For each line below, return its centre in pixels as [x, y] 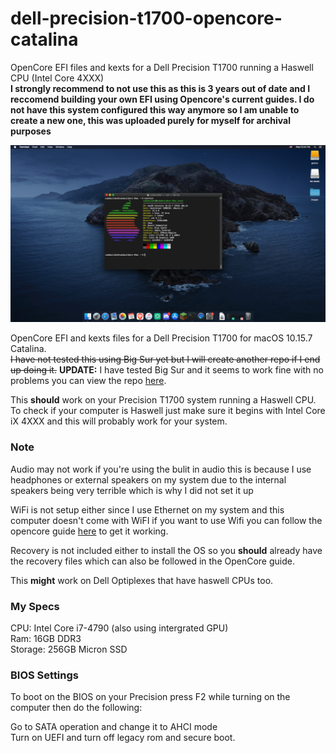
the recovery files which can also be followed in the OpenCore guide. [152, 561]
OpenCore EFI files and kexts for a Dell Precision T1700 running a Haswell [162, 67]
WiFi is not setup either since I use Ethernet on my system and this [147, 509]
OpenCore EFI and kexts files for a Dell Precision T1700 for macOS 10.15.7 [161, 338]
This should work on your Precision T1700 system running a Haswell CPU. [163, 400]
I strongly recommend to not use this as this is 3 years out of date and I [160, 88]
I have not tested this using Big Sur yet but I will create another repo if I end [165, 359]
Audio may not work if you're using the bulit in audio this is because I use [161, 469]
